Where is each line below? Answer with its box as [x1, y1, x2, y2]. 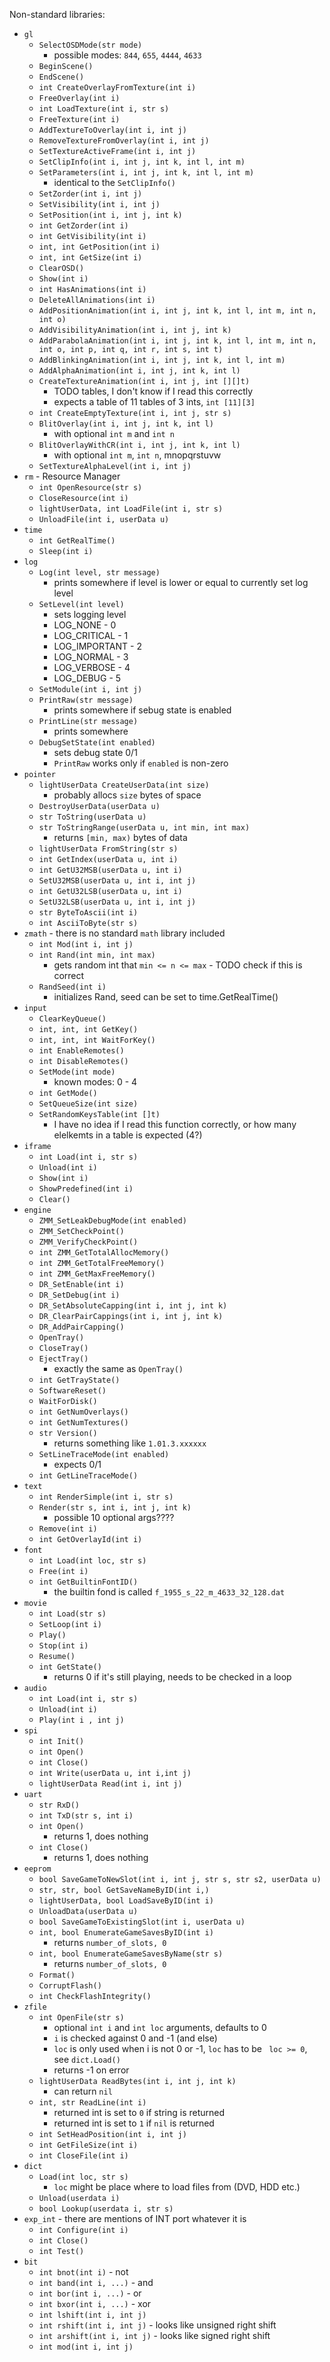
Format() [38, 1970, 76, 1980]
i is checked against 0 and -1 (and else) [53, 2032, 218, 2044]
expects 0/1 [53, 1459, 102, 1470]
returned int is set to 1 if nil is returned [53, 2117, 215, 2129]
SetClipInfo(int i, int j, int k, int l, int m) [38, 157, 246, 167]
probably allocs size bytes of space [53, 789, 202, 801]
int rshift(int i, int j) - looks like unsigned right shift [38, 2319, 277, 2331]
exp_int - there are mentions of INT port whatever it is [23, 2213, 247, 2224]
